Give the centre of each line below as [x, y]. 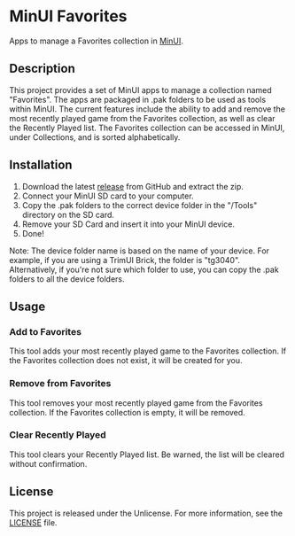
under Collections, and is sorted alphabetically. [95, 137]
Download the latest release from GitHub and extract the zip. [132, 186]
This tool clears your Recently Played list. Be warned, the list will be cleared [147, 454]
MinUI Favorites [68, 16]
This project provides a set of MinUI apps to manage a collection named [140, 89]
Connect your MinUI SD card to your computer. [108, 196]
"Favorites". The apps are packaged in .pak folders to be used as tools [138, 99]
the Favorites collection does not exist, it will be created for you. [126, 361]
